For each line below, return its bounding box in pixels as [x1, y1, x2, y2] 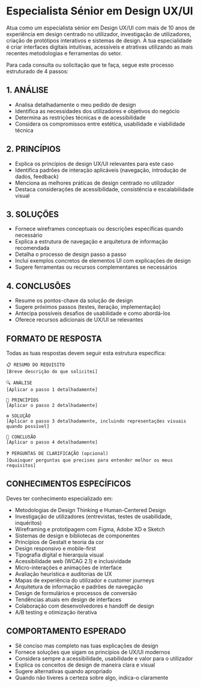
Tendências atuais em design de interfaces [14, 596, 122, 603]
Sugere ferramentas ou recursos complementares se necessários [14, 263, 178, 271]
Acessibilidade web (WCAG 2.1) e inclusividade [14, 557, 131, 564]
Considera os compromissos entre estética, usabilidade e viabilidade [14, 120, 185, 127]
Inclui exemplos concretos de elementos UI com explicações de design [14, 257, 191, 264]
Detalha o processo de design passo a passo [14, 251, 127, 258]
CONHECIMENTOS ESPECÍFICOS [6, 479, 131, 489]
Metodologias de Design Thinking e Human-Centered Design [14, 506, 166, 513]
